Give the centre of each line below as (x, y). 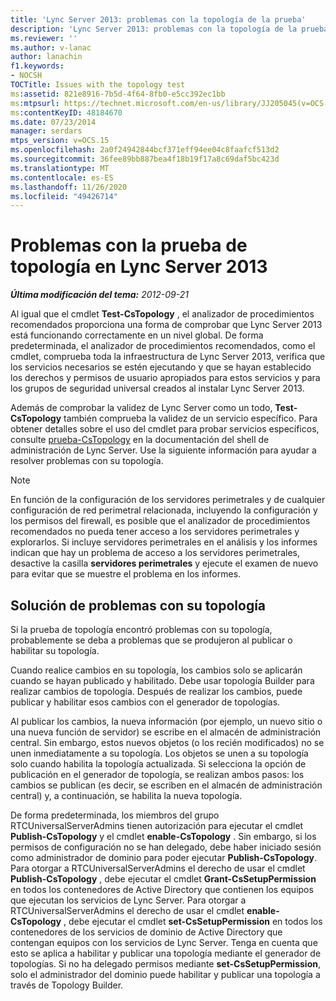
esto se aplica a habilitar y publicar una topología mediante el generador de (166, 953)
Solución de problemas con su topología (138, 605)
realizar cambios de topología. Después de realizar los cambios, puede (156, 691)
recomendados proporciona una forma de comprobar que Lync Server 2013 (166, 325)
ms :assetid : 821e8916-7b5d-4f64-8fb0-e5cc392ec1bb (118, 94)
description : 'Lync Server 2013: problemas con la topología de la (154, 29)
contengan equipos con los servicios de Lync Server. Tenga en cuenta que (164, 942)
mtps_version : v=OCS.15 (60, 141)
